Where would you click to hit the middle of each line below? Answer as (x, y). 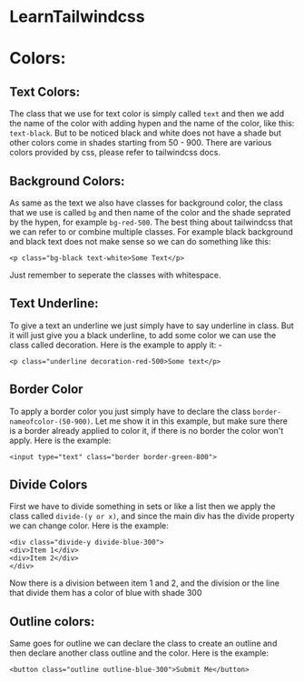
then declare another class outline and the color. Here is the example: (139, 653)
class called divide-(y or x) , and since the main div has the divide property (152, 517)
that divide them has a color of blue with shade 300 (106, 593)
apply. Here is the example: (60, 440)
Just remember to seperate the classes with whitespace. (115, 275)
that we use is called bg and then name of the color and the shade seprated (150, 212)
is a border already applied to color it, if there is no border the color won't (147, 430)
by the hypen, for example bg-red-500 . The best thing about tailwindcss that (151, 222)
